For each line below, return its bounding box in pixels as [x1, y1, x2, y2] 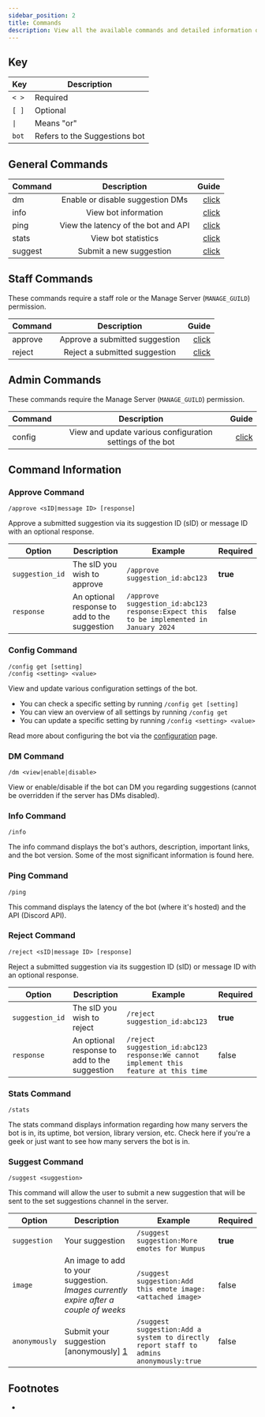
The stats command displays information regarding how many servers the [8, 1120, 248, 1130]
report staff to [136, 1341, 198, 1350]
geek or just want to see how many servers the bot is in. [8, 1137, 191, 1146]
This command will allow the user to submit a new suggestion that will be [8, 1188, 246, 1198]
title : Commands [8, 19, 62, 27]
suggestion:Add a [136, 1325, 202, 1334]
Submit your [64, 1326, 110, 1337]
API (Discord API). [8, 910, 67, 920]
